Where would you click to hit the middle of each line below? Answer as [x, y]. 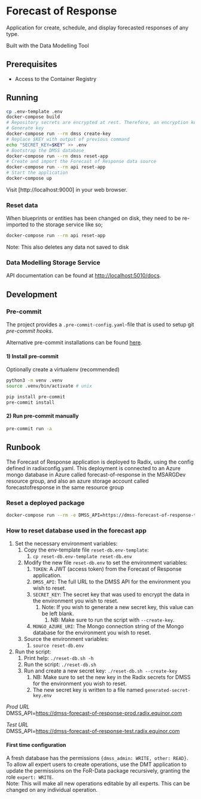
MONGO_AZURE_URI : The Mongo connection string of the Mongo [108, 627]
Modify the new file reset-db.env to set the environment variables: [106, 563]
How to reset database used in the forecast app [76, 530]
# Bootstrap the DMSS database [45, 150]
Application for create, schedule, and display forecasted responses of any [97, 28]
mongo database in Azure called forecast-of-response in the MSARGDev [96, 474]
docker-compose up [29, 178]
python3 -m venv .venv [34, 381]
